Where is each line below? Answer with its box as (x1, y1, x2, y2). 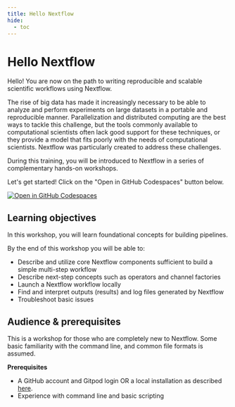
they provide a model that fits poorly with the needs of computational (7, 135, 208, 144)
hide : (7, 17, 23, 24)
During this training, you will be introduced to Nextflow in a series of (7, 156, 205, 165)
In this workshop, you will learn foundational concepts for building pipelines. (7, 230, 229, 239)
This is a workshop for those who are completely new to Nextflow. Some (7, 334, 217, 342)
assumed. (7, 349, 36, 358)
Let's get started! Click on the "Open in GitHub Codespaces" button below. (7, 177, 224, 187)
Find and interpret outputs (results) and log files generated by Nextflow (17, 288, 224, 296)
